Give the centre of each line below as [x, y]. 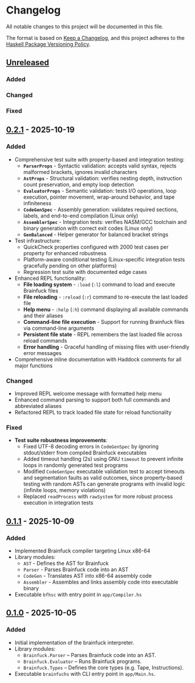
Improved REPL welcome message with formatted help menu [88, 394]
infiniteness [37, 203]
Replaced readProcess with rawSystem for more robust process [98, 497]
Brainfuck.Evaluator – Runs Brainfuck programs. [82, 661]
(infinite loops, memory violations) [64, 490]
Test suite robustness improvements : [61, 440]
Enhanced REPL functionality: [50, 278]
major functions [33, 366]
